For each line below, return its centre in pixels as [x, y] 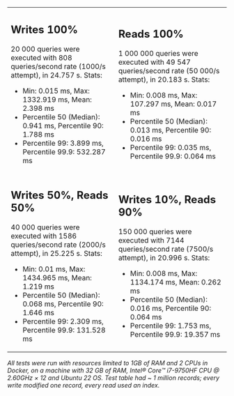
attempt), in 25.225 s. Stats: [57, 253]
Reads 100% [151, 34]
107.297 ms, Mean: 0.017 [173, 104]
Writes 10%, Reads [167, 200]
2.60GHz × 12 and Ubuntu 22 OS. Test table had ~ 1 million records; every [114, 378]
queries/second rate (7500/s [166, 249]
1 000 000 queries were [158, 53]
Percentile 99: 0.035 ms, [171, 147]
